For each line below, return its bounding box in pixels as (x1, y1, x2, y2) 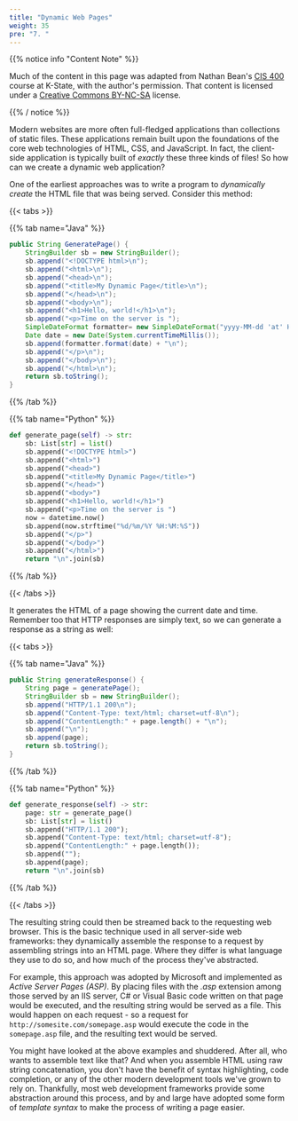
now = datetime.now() (25, 513, 105, 522)
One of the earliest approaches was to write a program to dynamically (9, 179, 266, 190)
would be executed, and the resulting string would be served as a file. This (9, 999, 282, 1010)
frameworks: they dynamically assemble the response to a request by (9, 935, 264, 946)
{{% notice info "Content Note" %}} (9, 54, 139, 65)
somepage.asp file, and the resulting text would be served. (9, 1028, 218, 1038)
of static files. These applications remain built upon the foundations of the (9, 134, 279, 145)
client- (251, 143, 275, 154)
